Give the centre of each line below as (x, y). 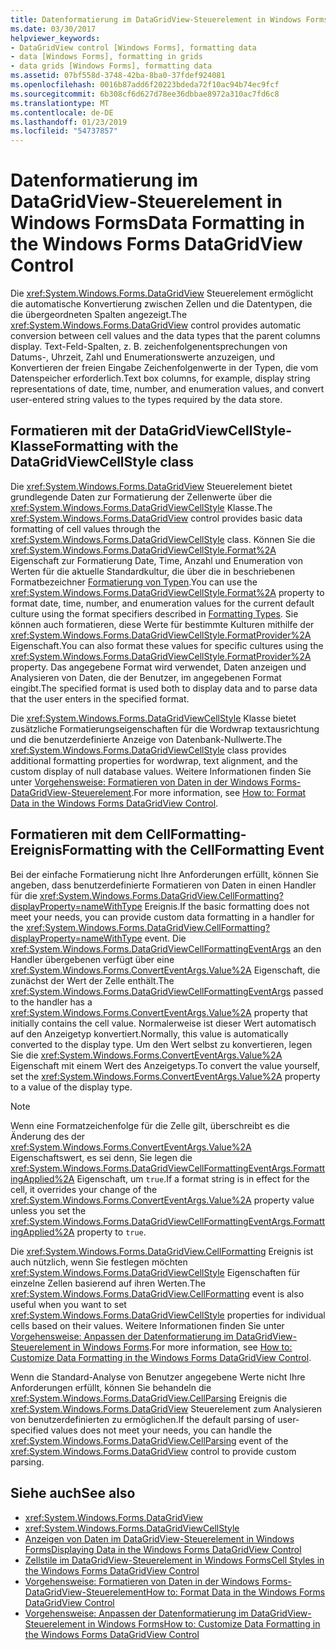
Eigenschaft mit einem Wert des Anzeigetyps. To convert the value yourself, (165, 1065)
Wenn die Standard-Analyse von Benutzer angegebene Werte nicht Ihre (158, 1377)
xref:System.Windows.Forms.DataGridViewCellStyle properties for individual (168, 1315)
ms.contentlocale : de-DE (62, 112)
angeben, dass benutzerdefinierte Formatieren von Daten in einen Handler (163, 885)
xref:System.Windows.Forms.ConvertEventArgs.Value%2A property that (159, 1012)
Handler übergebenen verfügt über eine (92, 959)
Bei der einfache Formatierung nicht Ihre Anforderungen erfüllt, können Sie (164, 874)
